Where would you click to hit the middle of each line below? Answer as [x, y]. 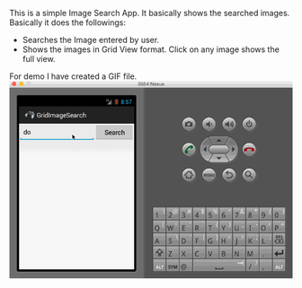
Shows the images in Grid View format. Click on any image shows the [151, 49]
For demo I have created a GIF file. [73, 76]
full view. [39, 59]
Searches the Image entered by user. [91, 40]
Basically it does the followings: [67, 22]
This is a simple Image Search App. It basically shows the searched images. [150, 13]
